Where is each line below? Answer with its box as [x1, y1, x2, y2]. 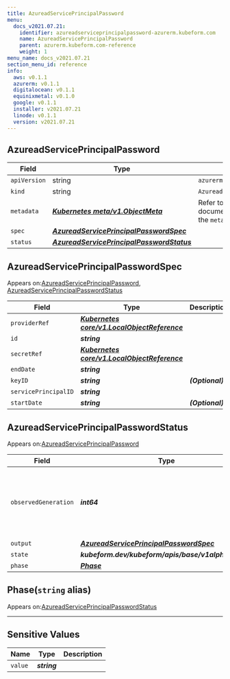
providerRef [10, 320, 50, 327]
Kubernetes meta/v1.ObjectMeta [52, 206, 163, 216]
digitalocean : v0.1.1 [13, 86, 75, 93]
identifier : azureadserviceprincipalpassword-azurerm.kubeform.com [19, 29, 216, 36]
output [10, 539, 32, 547]
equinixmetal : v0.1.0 [13, 93, 75, 100]
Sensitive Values [7, 629, 80, 641]
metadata [10, 207, 39, 215]
